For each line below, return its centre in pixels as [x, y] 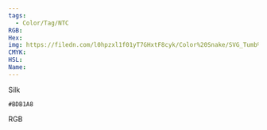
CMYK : [17, 52]
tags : [17, 15]
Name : [17, 67]
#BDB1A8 [21, 104]
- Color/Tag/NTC [42, 23]
